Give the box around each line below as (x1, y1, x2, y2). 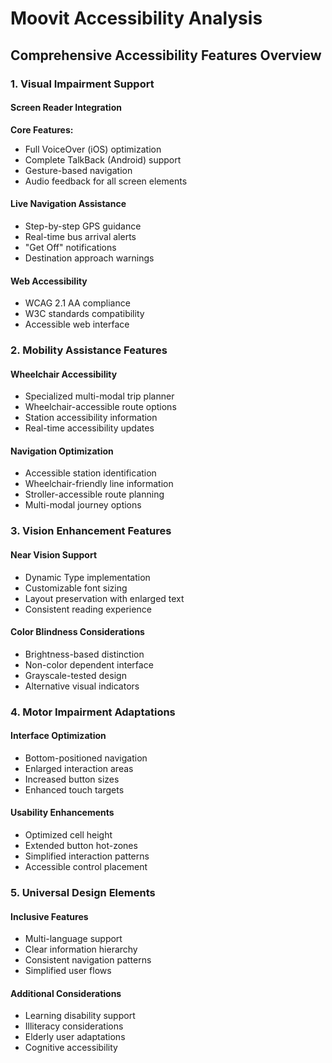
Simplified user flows (24, 965, 112, 977)
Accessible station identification (24, 467, 157, 479)
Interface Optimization (10, 730, 107, 742)
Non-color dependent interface (24, 658, 154, 671)
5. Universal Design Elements (10, 886, 156, 900)
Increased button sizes (24, 773, 120, 785)
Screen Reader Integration (10, 102, 122, 114)
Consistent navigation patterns (24, 954, 152, 966)
